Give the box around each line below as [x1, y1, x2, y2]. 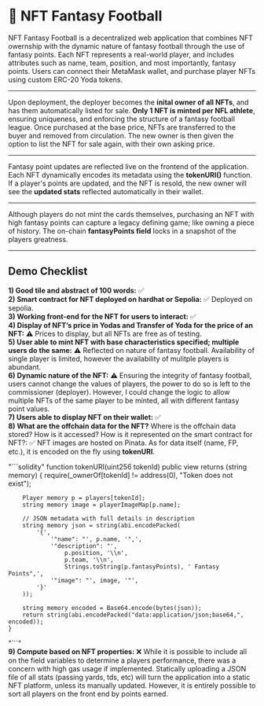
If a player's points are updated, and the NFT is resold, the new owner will [8, 178, 247, 188]
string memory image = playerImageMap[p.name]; [22, 501, 181, 509]
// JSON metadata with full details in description [22, 514, 195, 522]
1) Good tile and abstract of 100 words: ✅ [8, 285, 145, 295]
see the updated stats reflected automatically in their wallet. [8, 186, 204, 196]
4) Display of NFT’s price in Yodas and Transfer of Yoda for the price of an [8, 320, 254, 329]
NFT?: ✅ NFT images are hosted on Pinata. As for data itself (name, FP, [8, 438, 239, 447]
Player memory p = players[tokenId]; [22, 494, 146, 502]
